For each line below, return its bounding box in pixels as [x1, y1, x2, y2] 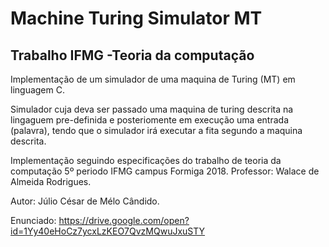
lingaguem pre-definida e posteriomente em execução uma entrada [10, 114, 289, 126]
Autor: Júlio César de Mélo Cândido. [10, 195, 160, 207]
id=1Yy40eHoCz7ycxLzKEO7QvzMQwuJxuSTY [10, 225, 206, 237]
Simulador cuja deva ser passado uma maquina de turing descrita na [10, 103, 294, 115]
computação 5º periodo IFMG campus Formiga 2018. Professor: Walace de [10, 165, 320, 177]
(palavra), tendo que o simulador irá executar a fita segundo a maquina [10, 125, 303, 136]
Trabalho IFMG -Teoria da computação [10, 47, 255, 64]
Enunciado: [10, 215, 57, 226]
